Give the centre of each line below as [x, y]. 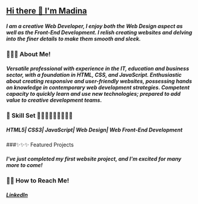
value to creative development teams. [54, 100]
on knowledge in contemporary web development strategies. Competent [98, 87]
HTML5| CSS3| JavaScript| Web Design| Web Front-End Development [95, 130]
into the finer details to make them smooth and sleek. [73, 39]
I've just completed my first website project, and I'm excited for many [94, 159]
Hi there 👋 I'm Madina [47, 11]
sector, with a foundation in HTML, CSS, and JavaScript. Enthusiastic [94, 74]
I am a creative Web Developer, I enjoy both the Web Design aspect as [95, 26]
